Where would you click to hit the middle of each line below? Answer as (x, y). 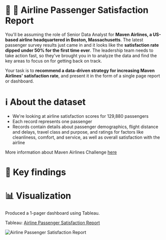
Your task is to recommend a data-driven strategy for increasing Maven (80, 70)
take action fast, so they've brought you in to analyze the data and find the (81, 55)
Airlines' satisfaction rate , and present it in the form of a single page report (83, 76)
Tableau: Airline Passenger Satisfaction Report (53, 223)
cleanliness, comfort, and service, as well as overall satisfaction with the (86, 137)
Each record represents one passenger (52, 121)
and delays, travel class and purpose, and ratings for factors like (78, 132)
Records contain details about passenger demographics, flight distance (85, 127)
